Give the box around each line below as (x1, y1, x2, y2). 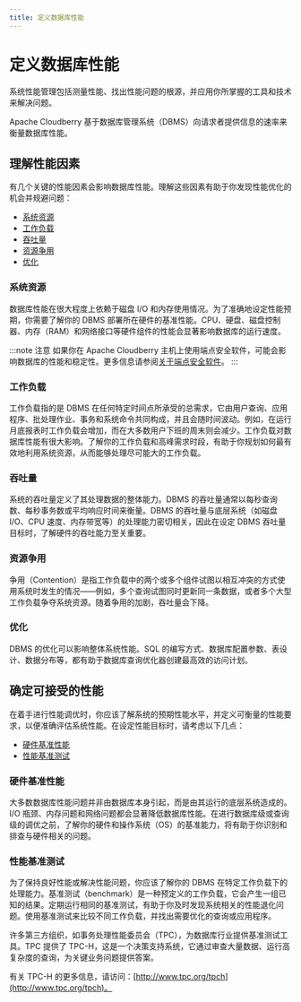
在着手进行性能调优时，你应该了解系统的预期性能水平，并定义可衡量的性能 (9, 709, 284, 720)
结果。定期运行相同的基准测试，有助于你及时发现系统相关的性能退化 (24, 900, 276, 911)
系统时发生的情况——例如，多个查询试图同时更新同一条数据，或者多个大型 (16, 585, 292, 596)
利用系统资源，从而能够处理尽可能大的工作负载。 (24, 447, 206, 458)
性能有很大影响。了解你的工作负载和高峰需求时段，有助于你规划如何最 (24, 436, 284, 446)
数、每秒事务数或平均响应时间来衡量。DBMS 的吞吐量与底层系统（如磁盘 (9, 505, 278, 516)
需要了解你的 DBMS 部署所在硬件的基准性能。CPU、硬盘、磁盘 (32, 315, 266, 325)
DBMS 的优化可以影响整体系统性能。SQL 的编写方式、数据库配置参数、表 (9, 643, 280, 654)
